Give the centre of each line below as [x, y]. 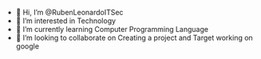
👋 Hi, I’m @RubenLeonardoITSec [69, 12]
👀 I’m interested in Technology [66, 21]
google [28, 46]
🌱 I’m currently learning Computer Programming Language [112, 29]
